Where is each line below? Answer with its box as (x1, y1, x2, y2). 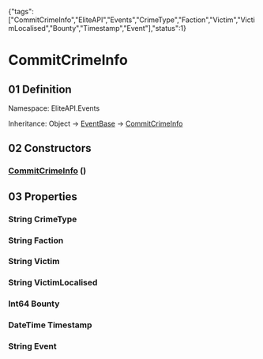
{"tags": (8, 7, 34, 16)
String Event (8, 341, 57, 352)
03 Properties (8, 190, 77, 203)
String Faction (8, 235, 64, 246)
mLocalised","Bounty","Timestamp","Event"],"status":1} (8, 24, 187, 32)
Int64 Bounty (8, 298, 60, 309)
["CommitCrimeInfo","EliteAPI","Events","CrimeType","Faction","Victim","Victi (8, 15, 255, 25)
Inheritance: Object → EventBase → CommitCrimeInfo (8, 119, 183, 128)
